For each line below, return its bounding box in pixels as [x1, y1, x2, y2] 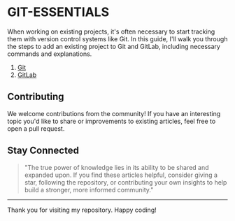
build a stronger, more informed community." [24, 185, 154, 194]
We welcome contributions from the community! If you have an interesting [7, 109, 221, 117]
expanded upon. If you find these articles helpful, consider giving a [24, 171, 218, 179]
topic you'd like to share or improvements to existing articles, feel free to [7, 117, 216, 125]
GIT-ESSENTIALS [7, 4, 110, 20]
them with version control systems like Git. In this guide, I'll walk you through [7, 34, 228, 43]
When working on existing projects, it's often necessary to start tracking [7, 27, 215, 36]
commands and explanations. [7, 50, 92, 58]
